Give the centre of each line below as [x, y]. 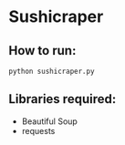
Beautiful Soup [50, 121]
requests [38, 130]
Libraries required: [62, 99]
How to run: [42, 51]
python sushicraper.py [52, 71]
